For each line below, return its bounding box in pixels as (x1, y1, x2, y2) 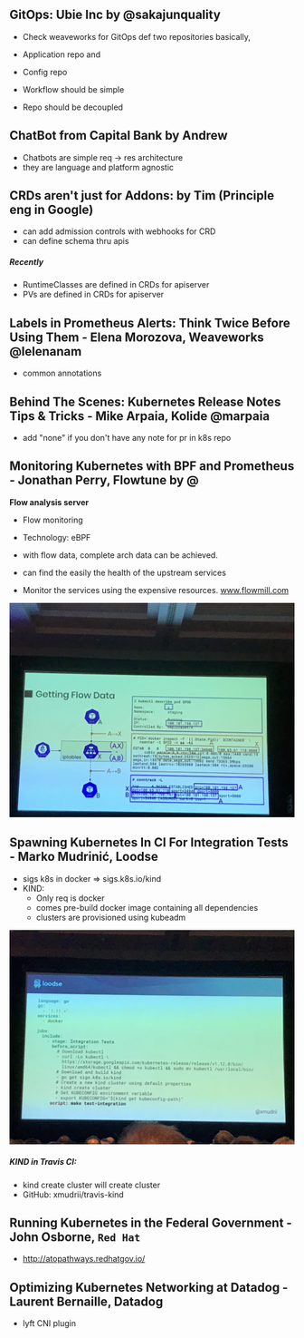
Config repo (22, 66, 68, 77)
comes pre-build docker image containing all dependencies (35, 902, 259, 913)
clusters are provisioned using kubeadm (35, 912, 186, 923)
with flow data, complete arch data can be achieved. (22, 549, 219, 561)
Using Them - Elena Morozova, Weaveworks (9, 329, 264, 345)
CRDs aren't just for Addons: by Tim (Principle (9, 188, 274, 203)
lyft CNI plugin (22, 1318, 77, 1329)
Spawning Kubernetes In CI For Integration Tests (9, 835, 289, 851)
